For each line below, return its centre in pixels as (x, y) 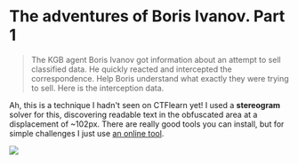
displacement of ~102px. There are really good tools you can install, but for (147, 124)
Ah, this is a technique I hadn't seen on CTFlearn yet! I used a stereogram (145, 105)
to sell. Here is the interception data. (97, 88)
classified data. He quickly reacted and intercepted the (132, 69)
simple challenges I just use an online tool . (87, 133)
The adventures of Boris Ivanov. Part (147, 16)
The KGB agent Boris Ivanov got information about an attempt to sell (156, 59)
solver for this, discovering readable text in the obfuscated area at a (133, 114)
